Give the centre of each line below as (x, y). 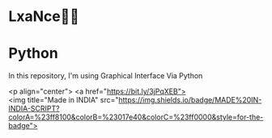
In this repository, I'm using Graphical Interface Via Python (106, 76)
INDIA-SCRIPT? (34, 109)
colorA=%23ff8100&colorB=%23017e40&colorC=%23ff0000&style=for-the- (136, 117)
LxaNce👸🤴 (44, 17)
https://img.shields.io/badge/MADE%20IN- (190, 100)
